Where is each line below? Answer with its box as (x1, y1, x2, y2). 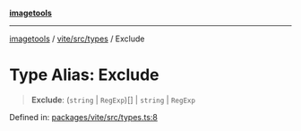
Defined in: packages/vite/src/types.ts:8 (9, 111, 159, 122)
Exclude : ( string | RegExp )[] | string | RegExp (30, 94, 195, 105)
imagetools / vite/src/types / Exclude (9, 33, 145, 44)
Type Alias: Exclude (9, 65, 159, 85)
